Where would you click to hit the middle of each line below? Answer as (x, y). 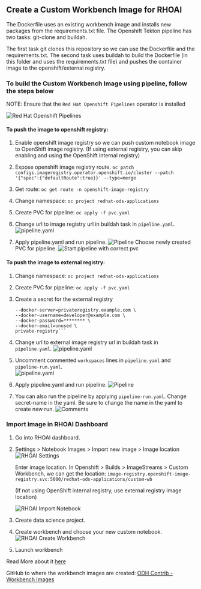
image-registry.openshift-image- (149, 474)
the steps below (30, 91)
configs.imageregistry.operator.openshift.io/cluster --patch (94, 173)
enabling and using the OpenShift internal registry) (77, 156)
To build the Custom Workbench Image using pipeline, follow (97, 83)
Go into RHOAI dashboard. (47, 437)
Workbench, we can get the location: (60, 473)
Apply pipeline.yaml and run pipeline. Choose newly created (103, 242)
